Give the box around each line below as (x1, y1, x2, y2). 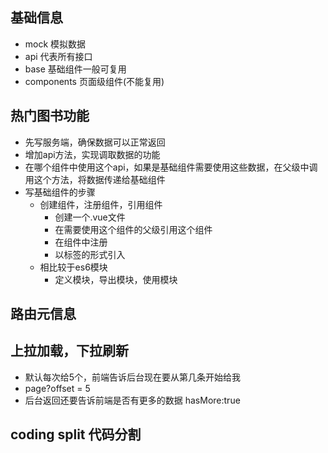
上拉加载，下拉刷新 (10, 343, 129, 360)
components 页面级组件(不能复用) (24, 75, 165, 87)
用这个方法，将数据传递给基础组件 (24, 173, 166, 185)
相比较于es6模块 (39, 261, 108, 273)
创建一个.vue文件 (54, 211, 126, 223)
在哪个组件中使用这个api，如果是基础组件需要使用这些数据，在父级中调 (24, 161, 318, 173)
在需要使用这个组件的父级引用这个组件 (54, 223, 213, 235)
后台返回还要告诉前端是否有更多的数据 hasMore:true (24, 394, 241, 406)
